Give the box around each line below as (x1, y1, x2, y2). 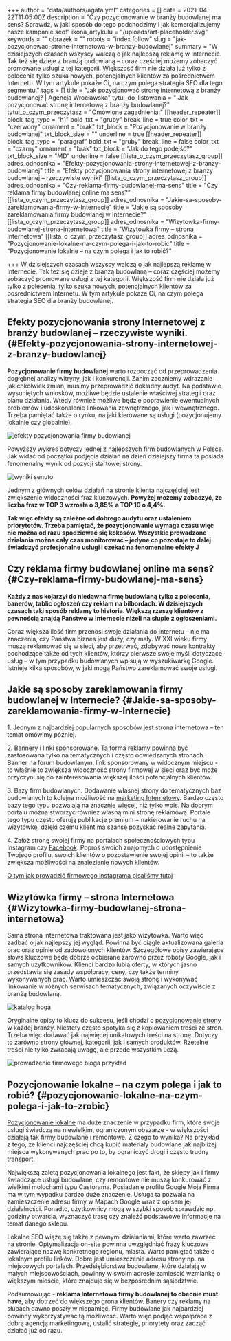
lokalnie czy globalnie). (7, 418, 72, 426)
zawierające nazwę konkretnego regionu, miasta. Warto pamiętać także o (7, 1248, 215, 1256)
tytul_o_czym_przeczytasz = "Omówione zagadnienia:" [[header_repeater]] (7, 108, 221, 116)
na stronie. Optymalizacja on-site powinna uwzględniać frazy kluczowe (7, 1240, 209, 1248)
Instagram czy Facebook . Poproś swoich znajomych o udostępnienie (7, 843, 202, 852)
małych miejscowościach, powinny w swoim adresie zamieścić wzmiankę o (7, 1270, 221, 1278)
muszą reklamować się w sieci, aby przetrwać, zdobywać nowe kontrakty (7, 642, 216, 650)
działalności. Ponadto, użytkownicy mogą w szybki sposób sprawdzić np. (7, 1205, 215, 1213)
